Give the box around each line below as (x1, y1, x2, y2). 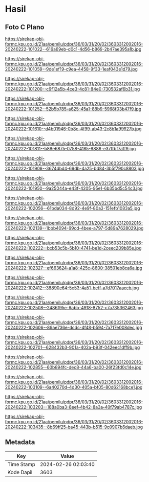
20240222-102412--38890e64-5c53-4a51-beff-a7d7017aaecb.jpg (5, 285, 139, 291)
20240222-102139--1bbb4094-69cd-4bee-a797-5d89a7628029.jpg (5, 225, 144, 231)
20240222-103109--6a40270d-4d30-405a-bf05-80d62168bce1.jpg (5, 384, 143, 390)
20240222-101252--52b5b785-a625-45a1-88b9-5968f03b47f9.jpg (5, 106, 142, 112)
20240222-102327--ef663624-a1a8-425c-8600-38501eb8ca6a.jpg (5, 265, 143, 271)
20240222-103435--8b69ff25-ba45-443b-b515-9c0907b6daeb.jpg (5, 424, 143, 430)
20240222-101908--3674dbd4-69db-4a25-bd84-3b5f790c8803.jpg (5, 165, 144, 171)
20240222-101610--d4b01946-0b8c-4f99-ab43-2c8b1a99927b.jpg (5, 126, 142, 132)
